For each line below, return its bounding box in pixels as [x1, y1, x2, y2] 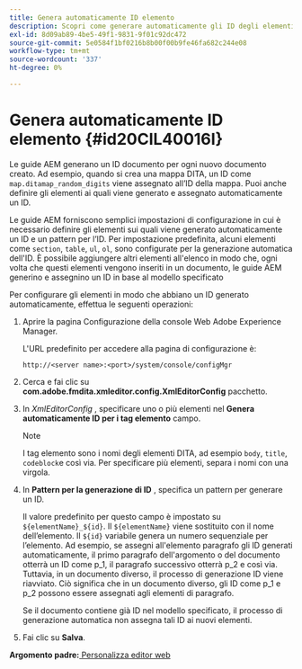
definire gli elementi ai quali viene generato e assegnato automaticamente [9, 187, 283, 198]
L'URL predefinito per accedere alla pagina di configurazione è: [22, 343, 257, 353]
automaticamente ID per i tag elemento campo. [22, 413, 201, 424]
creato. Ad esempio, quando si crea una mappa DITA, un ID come [9, 168, 252, 179]
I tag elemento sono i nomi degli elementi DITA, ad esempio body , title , [22, 447, 288, 459]
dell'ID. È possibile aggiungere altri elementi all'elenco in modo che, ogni [9, 253, 278, 263]
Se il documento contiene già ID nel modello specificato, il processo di [22, 604, 283, 616]
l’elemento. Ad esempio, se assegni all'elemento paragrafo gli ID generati [22, 540, 293, 550]
